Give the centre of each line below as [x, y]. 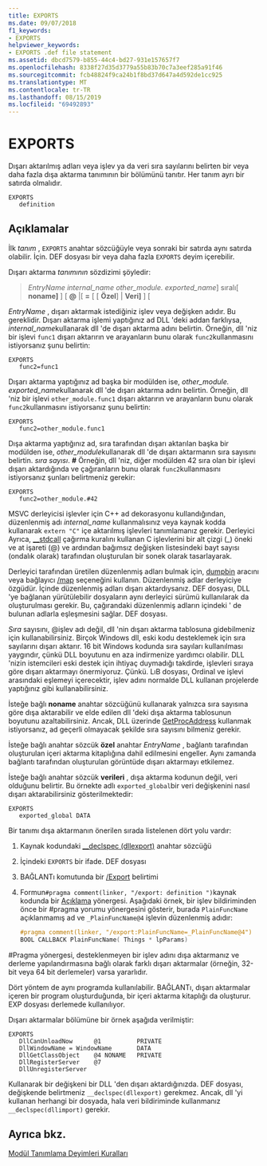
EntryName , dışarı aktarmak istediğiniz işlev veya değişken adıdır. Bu [122, 311]
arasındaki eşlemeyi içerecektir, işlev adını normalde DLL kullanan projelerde [133, 680]
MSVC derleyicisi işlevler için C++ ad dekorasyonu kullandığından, [117, 513]
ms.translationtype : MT [48, 82]
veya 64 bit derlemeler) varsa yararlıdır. [83, 972]
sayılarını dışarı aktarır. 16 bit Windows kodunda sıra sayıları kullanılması [126, 646]
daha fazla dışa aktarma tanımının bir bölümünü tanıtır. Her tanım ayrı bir [126, 175]
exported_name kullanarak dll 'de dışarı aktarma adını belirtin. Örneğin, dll [128, 390]
